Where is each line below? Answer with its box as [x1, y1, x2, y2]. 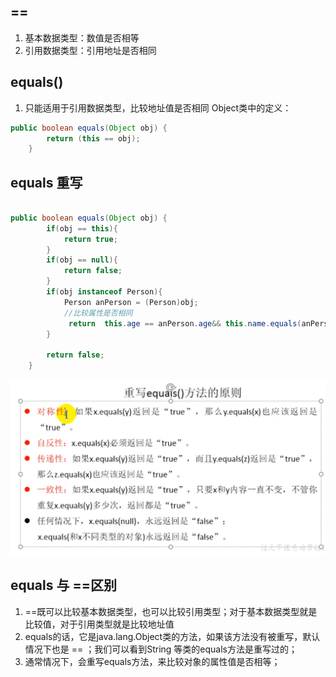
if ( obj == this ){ [46, 223, 118, 234]
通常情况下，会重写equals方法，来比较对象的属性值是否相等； [24, 655, 281, 667]
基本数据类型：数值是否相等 [24, 31, 140, 44]
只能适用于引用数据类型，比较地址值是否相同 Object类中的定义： [24, 101, 292, 114]
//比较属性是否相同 [63, 308, 133, 318]
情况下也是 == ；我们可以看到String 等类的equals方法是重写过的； [24, 643, 298, 655]
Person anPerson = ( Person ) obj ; [63, 297, 199, 307]
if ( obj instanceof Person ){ [46, 287, 163, 297]
